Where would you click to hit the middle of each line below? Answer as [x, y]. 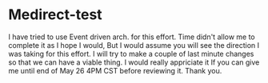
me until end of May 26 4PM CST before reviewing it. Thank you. [115, 70]
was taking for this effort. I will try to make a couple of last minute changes [131, 53]
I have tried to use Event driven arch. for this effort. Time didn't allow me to [132, 37]
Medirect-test [55, 15]
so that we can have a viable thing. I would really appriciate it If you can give [134, 62]
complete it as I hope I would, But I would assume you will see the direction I [134, 45]
